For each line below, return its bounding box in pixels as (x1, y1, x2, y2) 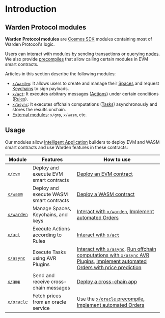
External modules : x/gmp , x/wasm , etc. (12, 112, 87, 118)
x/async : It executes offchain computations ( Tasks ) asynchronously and (12, 101, 158, 107)
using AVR (32, 254, 56, 261)
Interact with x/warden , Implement (77, 208, 154, 215)
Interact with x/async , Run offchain (77, 245, 156, 252)
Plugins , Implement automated (77, 257, 147, 264)
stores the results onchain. (12, 107, 66, 112)
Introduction (5, 3, 57, 15)
